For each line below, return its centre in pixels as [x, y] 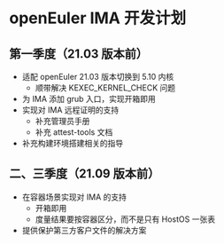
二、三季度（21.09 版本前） [85, 174]
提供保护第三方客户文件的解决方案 [84, 230]
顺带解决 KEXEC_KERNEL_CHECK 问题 [105, 88]
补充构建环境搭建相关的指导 [73, 143]
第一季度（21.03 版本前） [79, 54]
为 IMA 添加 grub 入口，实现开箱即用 [89, 99]
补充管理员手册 [62, 121]
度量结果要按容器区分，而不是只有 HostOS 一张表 [125, 219]
